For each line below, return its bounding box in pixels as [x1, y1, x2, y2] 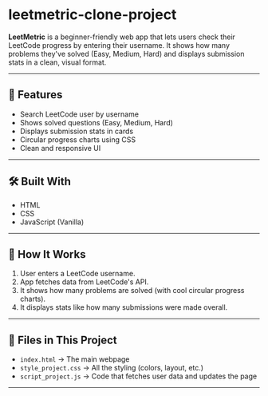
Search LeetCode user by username [19, 109, 140, 119]
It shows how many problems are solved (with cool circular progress [19, 286, 245, 295]
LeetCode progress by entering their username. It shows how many [8, 40, 230, 49]
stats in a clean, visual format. [8, 57, 107, 67]
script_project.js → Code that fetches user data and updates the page [19, 371, 258, 381]
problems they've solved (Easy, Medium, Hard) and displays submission [8, 49, 245, 58]
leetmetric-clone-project [8, 6, 177, 24]
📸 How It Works [8, 247, 86, 261]
